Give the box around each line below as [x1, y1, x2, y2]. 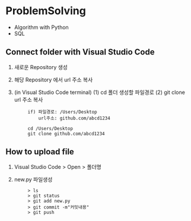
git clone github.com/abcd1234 [27, 131, 105, 136]
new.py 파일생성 [14, 175, 53, 183]
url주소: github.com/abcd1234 [38, 115, 110, 121]
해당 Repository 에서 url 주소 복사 [14, 76, 93, 83]
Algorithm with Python [14, 24, 69, 31]
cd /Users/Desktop [27, 125, 74, 131]
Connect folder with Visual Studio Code [5, 47, 155, 57]
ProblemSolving [5, 4, 87, 18]
